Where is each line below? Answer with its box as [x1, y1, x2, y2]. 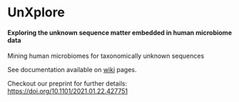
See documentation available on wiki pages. [7, 66, 137, 74]
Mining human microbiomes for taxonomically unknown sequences [7, 51, 205, 61]
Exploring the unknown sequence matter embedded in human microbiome [7, 28, 232, 36]
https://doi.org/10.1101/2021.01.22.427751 [7, 87, 128, 96]
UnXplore [7, 4, 66, 21]
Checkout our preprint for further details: [7, 79, 128, 88]
